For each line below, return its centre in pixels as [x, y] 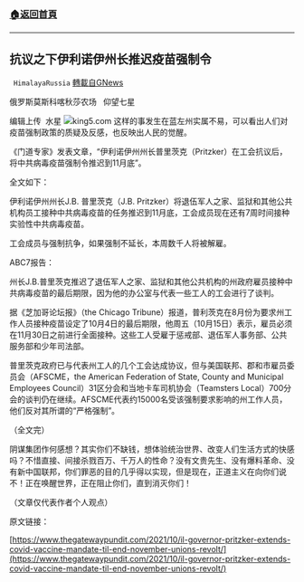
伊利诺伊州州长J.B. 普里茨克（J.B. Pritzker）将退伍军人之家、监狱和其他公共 [151, 202]
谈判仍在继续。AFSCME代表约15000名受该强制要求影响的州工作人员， [156, 399]
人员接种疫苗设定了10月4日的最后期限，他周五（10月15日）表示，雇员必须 [155, 324]
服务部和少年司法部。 [49, 347]
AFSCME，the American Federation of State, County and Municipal [158, 377]
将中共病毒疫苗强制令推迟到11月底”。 [78, 163]
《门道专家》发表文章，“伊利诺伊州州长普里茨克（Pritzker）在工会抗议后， [148, 152]
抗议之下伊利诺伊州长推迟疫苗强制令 [110, 59]
